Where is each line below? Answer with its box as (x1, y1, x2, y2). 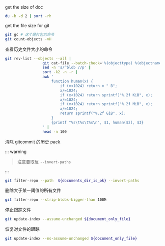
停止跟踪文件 (5, 207, 31, 213)
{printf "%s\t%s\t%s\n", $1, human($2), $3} (51, 120, 144, 125)
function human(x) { (51, 79, 93, 84)
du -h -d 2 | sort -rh (5, 14, 52, 19)
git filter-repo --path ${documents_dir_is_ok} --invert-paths (5, 178, 139, 183)
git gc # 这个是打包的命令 (5, 32, 55, 37)
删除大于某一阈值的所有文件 (5, 187, 61, 193)
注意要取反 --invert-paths (17, 158, 71, 164)
